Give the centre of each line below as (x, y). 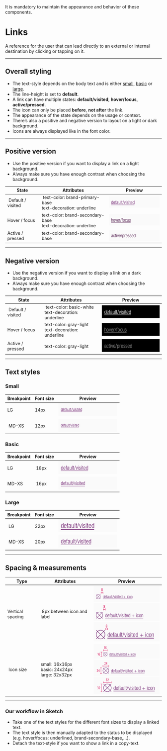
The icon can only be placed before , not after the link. (68, 110)
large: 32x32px (56, 675)
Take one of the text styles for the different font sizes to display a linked (86, 722)
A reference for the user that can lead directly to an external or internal (78, 46)
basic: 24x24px (57, 669)
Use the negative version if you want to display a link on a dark (77, 273)
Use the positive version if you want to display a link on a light (76, 163)
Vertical (15, 611)
